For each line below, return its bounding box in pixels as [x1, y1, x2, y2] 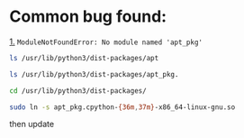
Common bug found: [9, 6, 167, 27]
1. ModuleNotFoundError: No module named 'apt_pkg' [9, 36, 203, 47]
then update [9, 119, 55, 130]
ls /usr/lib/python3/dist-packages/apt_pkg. [9, 69, 179, 78]
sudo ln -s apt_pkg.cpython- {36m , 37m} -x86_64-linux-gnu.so [9, 102, 236, 112]
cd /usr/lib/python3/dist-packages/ [9, 86, 147, 96]
